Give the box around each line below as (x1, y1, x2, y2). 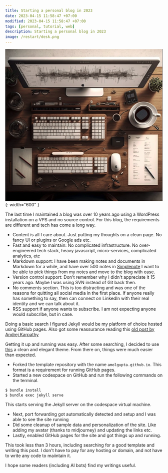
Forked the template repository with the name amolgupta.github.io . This (12, 361, 161, 367)
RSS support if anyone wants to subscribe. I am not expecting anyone (12, 306, 156, 312)
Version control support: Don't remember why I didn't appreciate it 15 (12, 274, 155, 280)
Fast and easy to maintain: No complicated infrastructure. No (12, 242, 138, 248)
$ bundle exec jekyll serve (5, 393, 64, 398)
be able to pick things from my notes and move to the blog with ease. (12, 269, 155, 275)
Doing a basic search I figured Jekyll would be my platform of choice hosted (5, 321, 162, 327)
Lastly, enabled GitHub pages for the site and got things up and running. (12, 432, 161, 438)
